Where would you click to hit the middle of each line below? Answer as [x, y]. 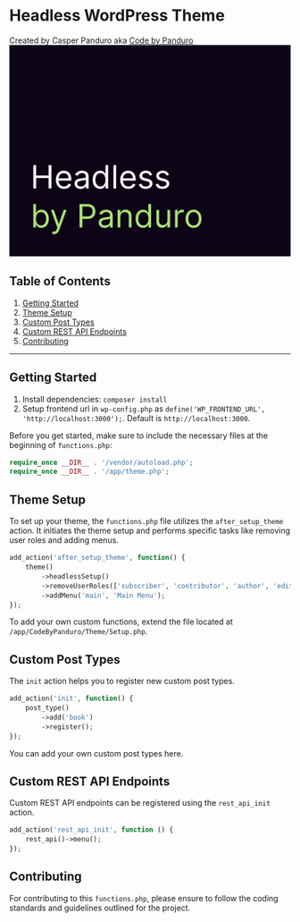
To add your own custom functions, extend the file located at [121, 622]
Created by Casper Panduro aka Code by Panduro [101, 40]
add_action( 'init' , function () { [71, 698]
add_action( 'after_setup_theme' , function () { [97, 558]
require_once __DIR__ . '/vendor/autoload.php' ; [101, 462]
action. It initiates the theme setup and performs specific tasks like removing [150, 531]
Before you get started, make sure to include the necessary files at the [139, 436]
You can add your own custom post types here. [96, 753]
